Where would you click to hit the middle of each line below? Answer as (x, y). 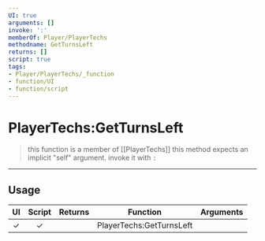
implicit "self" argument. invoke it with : (92, 158)
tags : (17, 67)
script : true (30, 60)
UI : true (22, 15)
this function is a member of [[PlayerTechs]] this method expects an (138, 150)
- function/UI (32, 81)
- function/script (38, 89)
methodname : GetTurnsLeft (50, 45)
